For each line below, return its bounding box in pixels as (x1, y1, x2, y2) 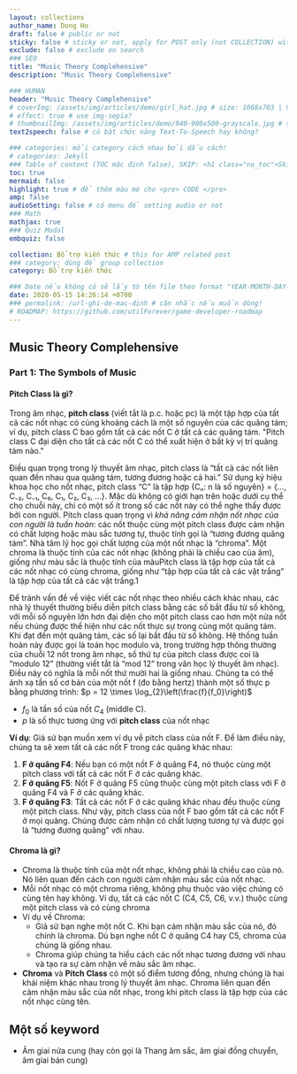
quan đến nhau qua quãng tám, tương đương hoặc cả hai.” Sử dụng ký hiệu (9, 472, 283, 483)
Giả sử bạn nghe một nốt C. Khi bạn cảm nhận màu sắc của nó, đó (34, 921, 277, 932)
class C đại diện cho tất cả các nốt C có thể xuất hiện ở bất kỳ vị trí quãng (9, 436, 278, 447)
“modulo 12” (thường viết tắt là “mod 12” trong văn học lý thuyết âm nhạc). (9, 658, 280, 669)
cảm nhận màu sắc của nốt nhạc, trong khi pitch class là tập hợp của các (21, 987, 288, 998)
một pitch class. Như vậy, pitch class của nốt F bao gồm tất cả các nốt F (21, 806, 286, 817)
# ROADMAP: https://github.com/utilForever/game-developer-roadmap (9, 307, 263, 316)
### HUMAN (9, 86, 46, 96)
